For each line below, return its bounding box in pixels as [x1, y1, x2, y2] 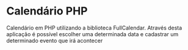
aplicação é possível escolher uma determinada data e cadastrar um [6, 30, 179, 37]
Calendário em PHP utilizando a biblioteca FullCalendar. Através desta [6, 24, 183, 31]
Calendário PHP [6, 4, 88, 18]
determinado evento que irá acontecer [6, 37, 103, 44]
